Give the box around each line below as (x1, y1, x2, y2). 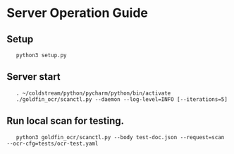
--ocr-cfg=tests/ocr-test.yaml (6, 140, 99, 147)
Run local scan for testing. (6, 115, 125, 127)
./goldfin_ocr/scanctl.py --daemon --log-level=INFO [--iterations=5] (16, 95, 228, 103)
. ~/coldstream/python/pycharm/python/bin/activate (16, 90, 171, 97)
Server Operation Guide (6, 5, 149, 21)
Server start (6, 71, 61, 83)
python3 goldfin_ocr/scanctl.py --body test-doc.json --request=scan (16, 134, 225, 141)
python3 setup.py (16, 52, 68, 59)
